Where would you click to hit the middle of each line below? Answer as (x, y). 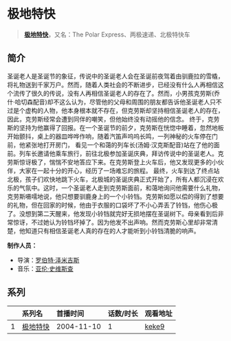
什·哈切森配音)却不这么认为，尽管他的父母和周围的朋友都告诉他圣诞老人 (109, 102)
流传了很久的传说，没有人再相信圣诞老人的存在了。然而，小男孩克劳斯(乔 (117, 93)
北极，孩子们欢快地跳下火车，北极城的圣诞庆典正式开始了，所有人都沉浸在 (112, 179)
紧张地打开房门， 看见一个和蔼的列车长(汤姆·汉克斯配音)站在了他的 (120, 144)
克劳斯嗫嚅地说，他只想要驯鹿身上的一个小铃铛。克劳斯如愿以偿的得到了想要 (115, 196)
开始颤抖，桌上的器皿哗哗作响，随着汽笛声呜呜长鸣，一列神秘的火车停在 (109, 136)
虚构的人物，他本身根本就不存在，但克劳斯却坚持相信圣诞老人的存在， (124, 110)
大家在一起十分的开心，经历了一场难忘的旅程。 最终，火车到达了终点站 (119, 170)
